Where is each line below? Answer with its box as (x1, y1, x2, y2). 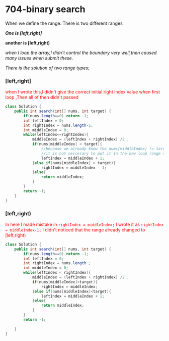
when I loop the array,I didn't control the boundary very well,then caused (5, 50, 157, 56)
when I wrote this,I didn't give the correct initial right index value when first (5, 89, 160, 95)
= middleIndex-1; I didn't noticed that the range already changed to (5, 226, 145, 233)
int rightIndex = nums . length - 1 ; (23, 123, 94, 128)
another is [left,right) (5, 39, 50, 46)
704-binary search (5, 4, 86, 15)
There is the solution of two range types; (5, 65, 90, 71)
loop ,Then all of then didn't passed (5, 94, 79, 101)
